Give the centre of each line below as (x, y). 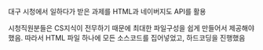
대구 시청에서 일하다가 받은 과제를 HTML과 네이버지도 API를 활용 (107, 11)
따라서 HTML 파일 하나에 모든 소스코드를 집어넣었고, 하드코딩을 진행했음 (135, 38)
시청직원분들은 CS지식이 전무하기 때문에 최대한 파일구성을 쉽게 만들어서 (118, 28)
